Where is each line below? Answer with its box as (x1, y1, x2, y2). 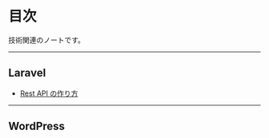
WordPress (8, 120, 66, 133)
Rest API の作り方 (19, 89, 78, 98)
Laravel (8, 66, 46, 80)
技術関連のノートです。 (8, 35, 86, 45)
